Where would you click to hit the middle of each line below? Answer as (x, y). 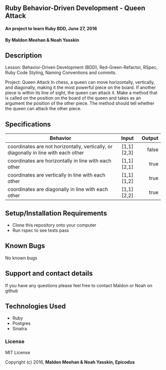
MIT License (18, 352)
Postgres (21, 323)
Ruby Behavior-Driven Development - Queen (75, 8)
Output (150, 138)
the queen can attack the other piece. (43, 109)
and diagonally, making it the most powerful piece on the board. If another (81, 88)
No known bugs (21, 258)
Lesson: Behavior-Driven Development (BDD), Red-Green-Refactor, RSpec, (82, 67)
